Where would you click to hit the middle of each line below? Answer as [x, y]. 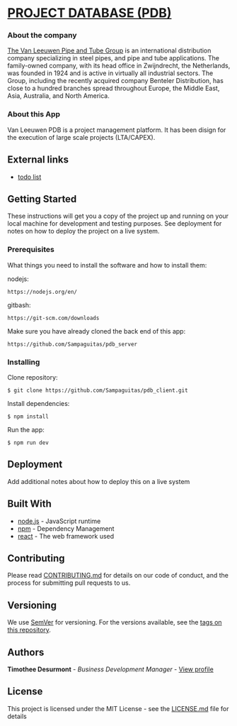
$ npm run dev [28, 443]
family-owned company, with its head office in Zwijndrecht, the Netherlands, [119, 66]
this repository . [29, 630]
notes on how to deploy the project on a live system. [83, 231]
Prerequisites [31, 250]
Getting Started [42, 199]
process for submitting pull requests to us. [69, 583]
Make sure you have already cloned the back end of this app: [97, 331]
